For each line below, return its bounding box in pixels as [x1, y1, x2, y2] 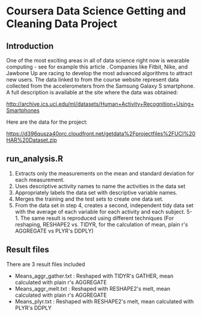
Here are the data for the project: [6, 118, 88, 126]
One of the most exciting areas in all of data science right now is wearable [6, 57, 190, 64]
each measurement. [14, 176, 65, 183]
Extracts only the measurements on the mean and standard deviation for [14, 169, 194, 177]
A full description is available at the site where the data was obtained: [6, 89, 179, 96]
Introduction [6, 41, 54, 51]
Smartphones [6, 107, 40, 114]
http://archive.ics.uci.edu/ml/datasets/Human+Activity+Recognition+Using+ [6, 100, 194, 108]
